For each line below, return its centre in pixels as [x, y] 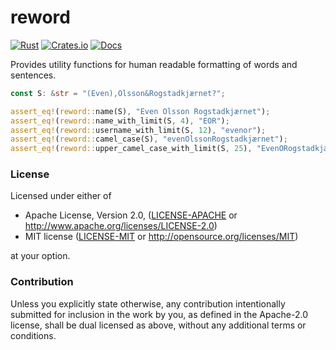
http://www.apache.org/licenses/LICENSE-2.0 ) [121, 226]
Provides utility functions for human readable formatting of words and [154, 64]
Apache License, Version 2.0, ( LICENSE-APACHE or [131, 215]
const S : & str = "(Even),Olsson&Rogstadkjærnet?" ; [118, 93]
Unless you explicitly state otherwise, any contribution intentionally [148, 303]
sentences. [33, 75]
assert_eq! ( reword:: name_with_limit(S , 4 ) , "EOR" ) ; [120, 121]
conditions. [33, 335]
